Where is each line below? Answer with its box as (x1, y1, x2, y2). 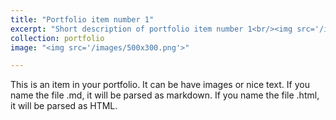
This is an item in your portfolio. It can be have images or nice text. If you (10, 79, 310, 91)
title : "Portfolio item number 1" (10, 14, 155, 25)
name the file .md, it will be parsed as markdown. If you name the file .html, (10, 89, 320, 101)
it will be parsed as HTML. (10, 100, 118, 112)
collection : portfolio (10, 33, 105, 43)
